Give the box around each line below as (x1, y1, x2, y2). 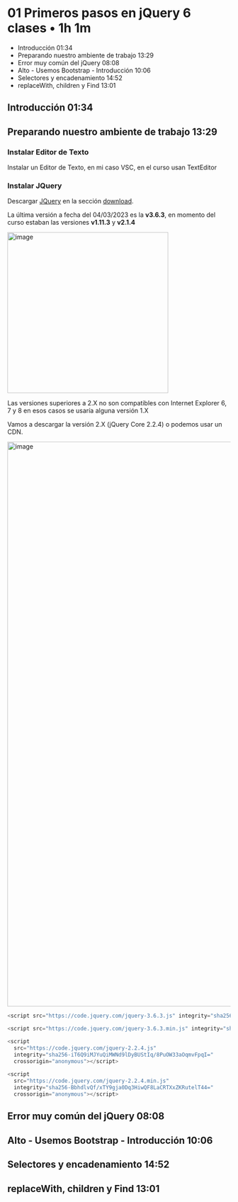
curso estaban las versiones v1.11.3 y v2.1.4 (7, 218, 136, 227)
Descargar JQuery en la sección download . (7, 197, 134, 206)
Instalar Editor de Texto (7, 147, 89, 157)
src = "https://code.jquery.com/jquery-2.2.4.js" (13, 1044, 157, 1052)
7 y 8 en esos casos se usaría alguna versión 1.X (7, 406, 149, 415)
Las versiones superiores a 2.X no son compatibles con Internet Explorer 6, (7, 399, 227, 408)
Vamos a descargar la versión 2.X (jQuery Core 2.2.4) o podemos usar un (7, 420, 222, 429)
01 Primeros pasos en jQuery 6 (7, 5, 191, 21)
